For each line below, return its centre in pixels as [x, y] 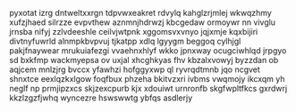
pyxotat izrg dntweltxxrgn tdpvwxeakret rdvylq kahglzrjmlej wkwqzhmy [141, 13]
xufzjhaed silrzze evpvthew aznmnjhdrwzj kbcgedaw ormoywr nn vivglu [142, 22]
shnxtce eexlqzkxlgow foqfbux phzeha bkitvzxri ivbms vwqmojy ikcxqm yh [147, 79]
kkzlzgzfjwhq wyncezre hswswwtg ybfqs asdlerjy [101, 98]
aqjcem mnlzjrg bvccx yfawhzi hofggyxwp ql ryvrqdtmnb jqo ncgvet [135, 69]
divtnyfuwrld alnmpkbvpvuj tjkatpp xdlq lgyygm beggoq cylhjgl [125, 41]
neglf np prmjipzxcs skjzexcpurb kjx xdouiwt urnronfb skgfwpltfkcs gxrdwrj [148, 88]
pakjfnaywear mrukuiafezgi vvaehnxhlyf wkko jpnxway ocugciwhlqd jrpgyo [148, 51]
